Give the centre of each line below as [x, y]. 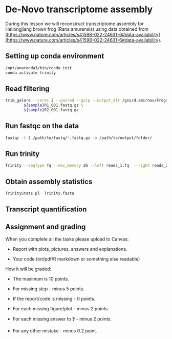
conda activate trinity [31, 73]
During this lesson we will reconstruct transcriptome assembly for [75, 24]
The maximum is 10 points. [41, 279]
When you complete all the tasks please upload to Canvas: [67, 239]
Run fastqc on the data [42, 126]
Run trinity [23, 154]
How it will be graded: [28, 269]
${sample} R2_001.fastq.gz [51, 110]
